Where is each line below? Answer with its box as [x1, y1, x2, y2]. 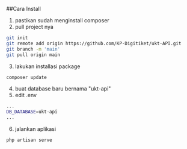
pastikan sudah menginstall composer [14, 17, 109, 24]
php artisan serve [6, 137, 52, 143]
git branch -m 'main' [6, 46, 61, 52]
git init [6, 35, 28, 41]
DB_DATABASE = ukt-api [6, 109, 58, 115]
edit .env [14, 92, 37, 99]
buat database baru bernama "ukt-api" [14, 85, 111, 92]
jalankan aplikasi [14, 125, 56, 132]
